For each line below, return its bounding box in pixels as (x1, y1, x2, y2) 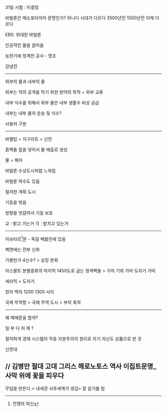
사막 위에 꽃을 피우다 (5, 372, 64, 380)
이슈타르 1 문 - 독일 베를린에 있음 (5, 235, 66, 242)
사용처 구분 (5, 121, 27, 127)
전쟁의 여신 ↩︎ (12, 401, 39, 407)
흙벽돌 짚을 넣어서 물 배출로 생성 (5, 147, 68, 153)
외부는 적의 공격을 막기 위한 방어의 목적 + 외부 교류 (5, 89, 103, 95)
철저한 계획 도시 (5, 189, 36, 195)
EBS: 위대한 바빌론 (5, 32, 41, 37)
